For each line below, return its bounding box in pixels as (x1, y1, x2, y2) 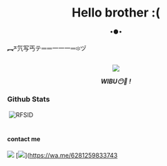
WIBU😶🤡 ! (101, 77, 131, 85)
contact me (7, 135, 41, 143)
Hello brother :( (71, 5, 161, 21)
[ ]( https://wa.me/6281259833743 (15, 151, 118, 159)
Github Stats (7, 94, 50, 104)
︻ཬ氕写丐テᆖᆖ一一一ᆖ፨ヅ (7, 43, 87, 52)
